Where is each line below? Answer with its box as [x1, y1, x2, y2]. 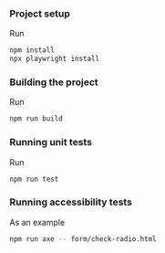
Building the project [9, 76, 98, 89]
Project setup [9, 7, 70, 20]
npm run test [9, 174, 59, 184]
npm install [9, 46, 55, 55]
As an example [9, 216, 66, 227]
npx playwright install [9, 54, 100, 64]
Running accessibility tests [9, 195, 132, 208]
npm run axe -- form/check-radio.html [9, 234, 157, 244]
